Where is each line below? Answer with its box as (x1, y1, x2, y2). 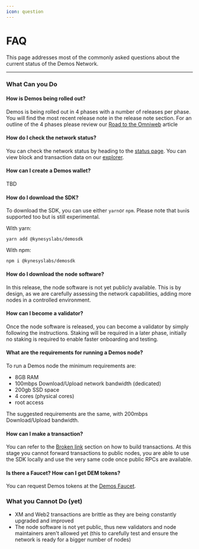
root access (14, 399, 44, 406)
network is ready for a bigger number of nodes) (14, 536, 131, 543)
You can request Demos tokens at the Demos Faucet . (6, 483, 136, 490)
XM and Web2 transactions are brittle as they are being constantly (14, 511, 176, 518)
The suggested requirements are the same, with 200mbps (6, 410, 148, 417)
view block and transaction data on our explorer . (6, 153, 124, 160)
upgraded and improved (14, 517, 74, 524)
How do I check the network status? (6, 134, 97, 141)
